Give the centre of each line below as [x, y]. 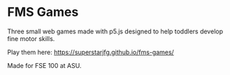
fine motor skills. [31, 38]
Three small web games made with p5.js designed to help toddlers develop [115, 31]
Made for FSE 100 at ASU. [44, 65]
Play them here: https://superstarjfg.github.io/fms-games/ [91, 52]
